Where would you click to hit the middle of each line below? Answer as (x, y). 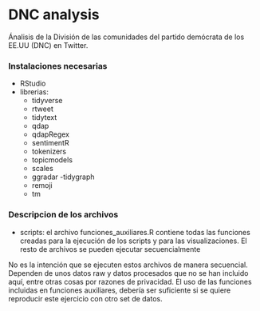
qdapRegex (51, 134)
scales (42, 169)
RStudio (33, 84)
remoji (42, 185)
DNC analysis (54, 15)
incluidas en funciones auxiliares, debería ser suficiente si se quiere (120, 290)
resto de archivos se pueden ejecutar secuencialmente (110, 249)
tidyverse (47, 101)
